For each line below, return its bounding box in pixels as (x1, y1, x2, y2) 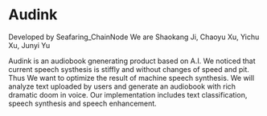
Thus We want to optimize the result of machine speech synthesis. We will (8, 73, 255, 82)
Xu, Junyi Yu (8, 40, 51, 50)
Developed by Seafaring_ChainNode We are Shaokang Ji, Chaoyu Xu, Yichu (8, 32, 260, 42)
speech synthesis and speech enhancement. (8, 98, 157, 108)
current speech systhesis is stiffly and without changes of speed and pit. (8, 64, 249, 74)
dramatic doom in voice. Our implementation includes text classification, (8, 90, 248, 99)
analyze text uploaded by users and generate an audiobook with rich (8, 82, 236, 91)
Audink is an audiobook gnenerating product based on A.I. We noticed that (8, 56, 256, 66)
